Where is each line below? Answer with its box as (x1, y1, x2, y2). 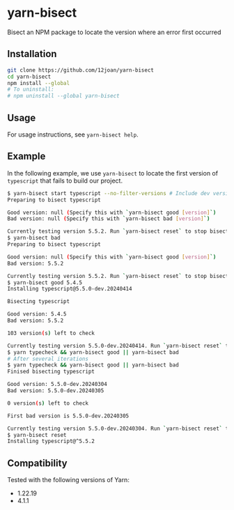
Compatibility (7, 457, 68, 469)
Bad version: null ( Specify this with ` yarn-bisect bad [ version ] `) (7, 215, 210, 222)
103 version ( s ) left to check (7, 330, 95, 337)
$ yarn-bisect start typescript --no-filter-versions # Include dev (7, 190, 210, 196)
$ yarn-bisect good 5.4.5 (7, 279, 82, 286)
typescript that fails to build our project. (7, 176, 123, 185)
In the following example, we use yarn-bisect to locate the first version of (7, 169, 218, 177)
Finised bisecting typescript (7, 368, 95, 376)
